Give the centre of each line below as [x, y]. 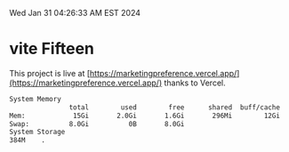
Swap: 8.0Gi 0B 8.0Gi [97, 124]
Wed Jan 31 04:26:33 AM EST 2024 [75, 13]
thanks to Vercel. [195, 83]
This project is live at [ [50, 73]
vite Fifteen [52, 49]
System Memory [36, 99]
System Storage [37, 132]
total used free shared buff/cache [174, 107]
